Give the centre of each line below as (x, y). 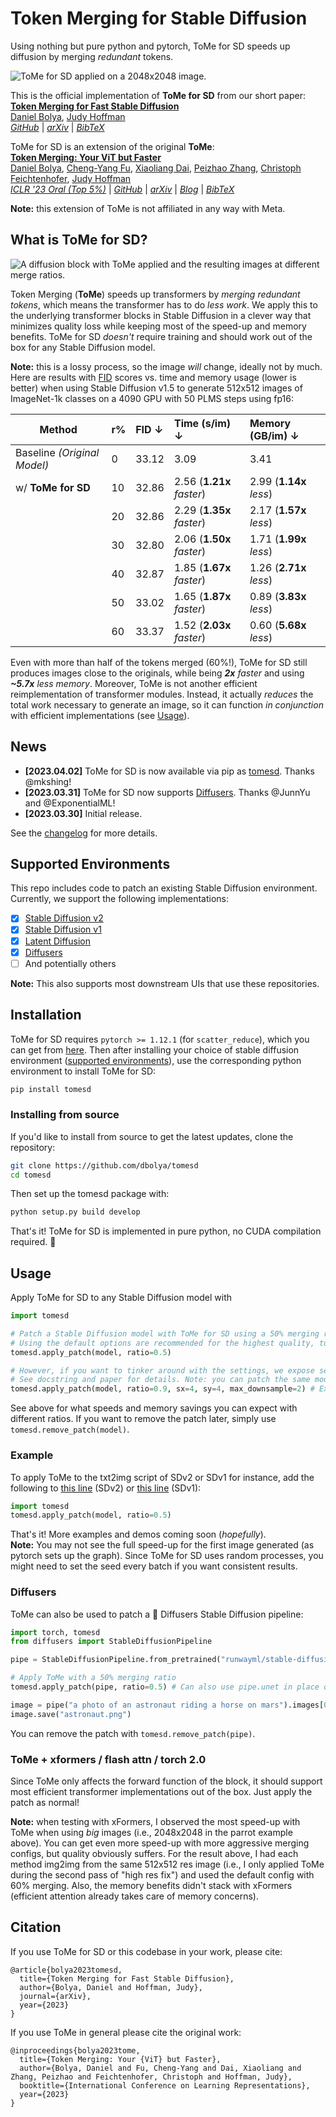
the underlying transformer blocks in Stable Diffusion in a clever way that (161, 315)
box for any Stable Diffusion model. (83, 347)
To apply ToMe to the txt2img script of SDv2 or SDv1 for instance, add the (162, 1477)
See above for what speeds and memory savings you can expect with (154, 1408)
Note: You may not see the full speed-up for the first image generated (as (162, 1545)
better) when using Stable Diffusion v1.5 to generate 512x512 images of (156, 388)
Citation (36, 1927)
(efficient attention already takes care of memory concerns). (134, 1896)
